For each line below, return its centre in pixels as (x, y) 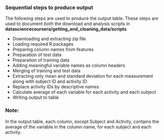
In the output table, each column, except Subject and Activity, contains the (82, 121)
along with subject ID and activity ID (50, 81)
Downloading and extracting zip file (49, 39)
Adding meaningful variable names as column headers (69, 65)
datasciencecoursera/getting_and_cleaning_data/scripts (66, 29)
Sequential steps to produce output (49, 8)
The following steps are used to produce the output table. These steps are (82, 19)
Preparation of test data (37, 55)
